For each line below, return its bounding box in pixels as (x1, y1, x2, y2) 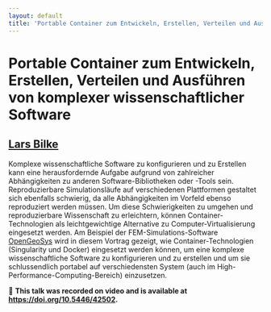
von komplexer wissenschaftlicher (8, 88, 244, 106)
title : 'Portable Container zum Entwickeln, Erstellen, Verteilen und (8, 19, 251, 27)
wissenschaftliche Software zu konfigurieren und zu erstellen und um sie (8, 253, 251, 263)
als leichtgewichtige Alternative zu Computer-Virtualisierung (55, 218, 256, 228)
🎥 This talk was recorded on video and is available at (8, 285, 188, 295)
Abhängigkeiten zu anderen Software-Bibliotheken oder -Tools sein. (8, 176, 234, 185)
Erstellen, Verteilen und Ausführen (8, 71, 246, 89)
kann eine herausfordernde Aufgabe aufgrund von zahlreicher (8, 167, 215, 177)
